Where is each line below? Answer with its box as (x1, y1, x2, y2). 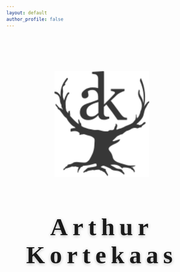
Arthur (50, 213, 154, 241)
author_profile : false (6, 16, 64, 22)
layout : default (6, 10, 47, 16)
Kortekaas (26, 241, 178, 269)
